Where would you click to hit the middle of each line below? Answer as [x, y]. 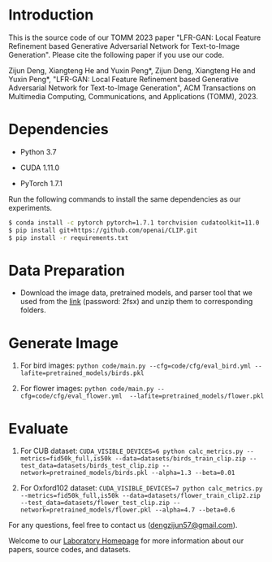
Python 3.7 [38, 151]
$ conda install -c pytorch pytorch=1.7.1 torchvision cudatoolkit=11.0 [134, 222]
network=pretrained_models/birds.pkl [84, 473]
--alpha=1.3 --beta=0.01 [193, 473]
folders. [33, 310]
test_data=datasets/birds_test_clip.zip [89, 466]
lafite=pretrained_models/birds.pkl [82, 373]
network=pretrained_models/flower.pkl [86, 510]
